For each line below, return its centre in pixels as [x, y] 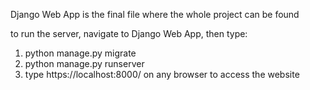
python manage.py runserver [84, 63]
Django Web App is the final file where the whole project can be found [155, 14]
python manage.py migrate [80, 53]
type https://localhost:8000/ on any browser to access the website [162, 74]
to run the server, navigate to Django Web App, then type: [129, 33]
